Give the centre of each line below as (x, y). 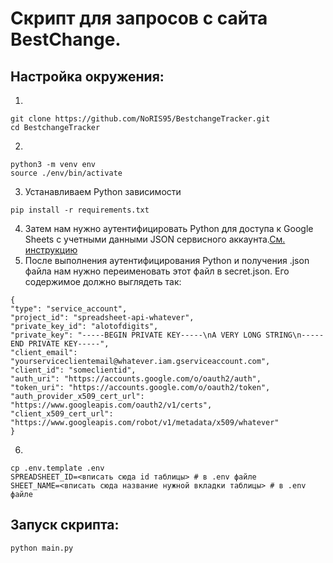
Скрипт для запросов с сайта (139, 18)
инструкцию (51, 250)
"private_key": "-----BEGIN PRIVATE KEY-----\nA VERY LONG (136, 335)
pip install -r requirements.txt (80, 210)
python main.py (42, 548)
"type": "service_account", (69, 309)
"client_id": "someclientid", (73, 370)
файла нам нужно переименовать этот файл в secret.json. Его (157, 271)
